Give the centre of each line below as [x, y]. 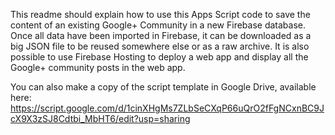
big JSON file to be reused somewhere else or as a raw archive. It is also [160, 46]
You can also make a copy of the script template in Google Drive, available [163, 87]
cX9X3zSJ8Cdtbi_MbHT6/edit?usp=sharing [100, 118]
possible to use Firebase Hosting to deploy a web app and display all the [159, 57]
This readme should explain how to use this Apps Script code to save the [160, 14]
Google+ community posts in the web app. [98, 67]
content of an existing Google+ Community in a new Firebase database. [158, 25]
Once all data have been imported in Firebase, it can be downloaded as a [161, 35]
